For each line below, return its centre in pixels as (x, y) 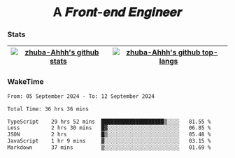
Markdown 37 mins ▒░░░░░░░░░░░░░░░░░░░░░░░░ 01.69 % (109, 148)
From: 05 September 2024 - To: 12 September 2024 (81, 96)
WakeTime (26, 82)
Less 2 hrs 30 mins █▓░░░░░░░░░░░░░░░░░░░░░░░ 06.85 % (109, 128)
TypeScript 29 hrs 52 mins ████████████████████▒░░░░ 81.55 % (109, 122)
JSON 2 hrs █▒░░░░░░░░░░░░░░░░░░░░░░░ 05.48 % (109, 135)
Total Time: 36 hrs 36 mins (48, 109)
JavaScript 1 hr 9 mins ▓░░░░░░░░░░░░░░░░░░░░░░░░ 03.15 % (109, 141)
